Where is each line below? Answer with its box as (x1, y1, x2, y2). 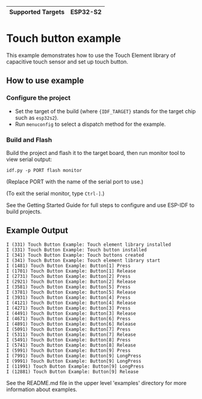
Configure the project (6, 94, 71, 102)
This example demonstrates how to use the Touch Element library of (6, 51, 176, 59)
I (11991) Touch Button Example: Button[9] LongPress (6, 363, 145, 369)
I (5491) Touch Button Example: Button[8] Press (6, 337, 131, 343)
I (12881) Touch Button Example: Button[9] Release (6, 369, 139, 375)
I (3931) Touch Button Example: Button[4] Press (6, 294, 131, 300)
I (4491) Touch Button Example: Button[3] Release (6, 310, 136, 317)
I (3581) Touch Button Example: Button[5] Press (6, 284, 131, 290)
